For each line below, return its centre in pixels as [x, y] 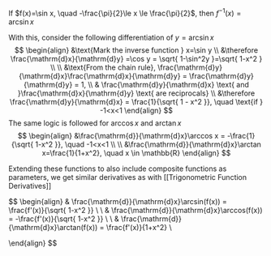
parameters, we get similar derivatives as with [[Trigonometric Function [128, 177]
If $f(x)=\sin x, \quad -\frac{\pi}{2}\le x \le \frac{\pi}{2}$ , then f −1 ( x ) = [125, 13]
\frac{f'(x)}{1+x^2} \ [139, 227]
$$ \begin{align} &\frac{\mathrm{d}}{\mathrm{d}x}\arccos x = [121, 135]
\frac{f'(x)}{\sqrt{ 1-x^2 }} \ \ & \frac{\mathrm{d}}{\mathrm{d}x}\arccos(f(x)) [135, 210]
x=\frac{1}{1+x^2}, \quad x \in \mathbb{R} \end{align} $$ [136, 152]
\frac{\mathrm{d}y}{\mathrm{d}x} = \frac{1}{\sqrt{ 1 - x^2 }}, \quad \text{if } [136, 101]
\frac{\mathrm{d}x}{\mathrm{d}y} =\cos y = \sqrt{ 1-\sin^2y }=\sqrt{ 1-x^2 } [136, 58]
